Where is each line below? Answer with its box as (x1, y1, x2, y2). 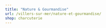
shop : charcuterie (5, 16, 42, 20)
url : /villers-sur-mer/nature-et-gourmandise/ (5, 11, 102, 16)
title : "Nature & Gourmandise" (5, 7, 69, 12)
